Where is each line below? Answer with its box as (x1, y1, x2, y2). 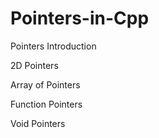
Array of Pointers (10, 78, 81, 91)
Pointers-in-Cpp (10, 7, 150, 30)
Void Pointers (10, 117, 66, 129)
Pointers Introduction (10, 40, 97, 52)
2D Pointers (10, 59, 59, 71)
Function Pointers (10, 98, 83, 110)
